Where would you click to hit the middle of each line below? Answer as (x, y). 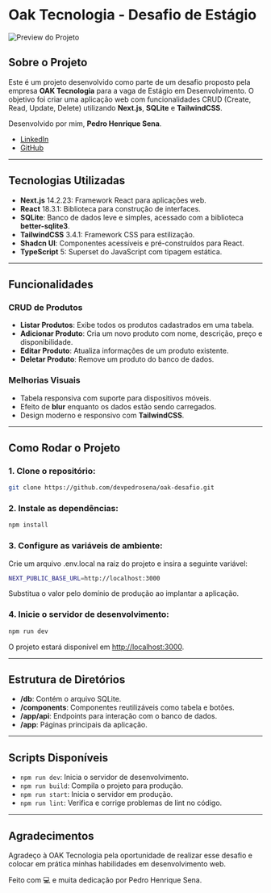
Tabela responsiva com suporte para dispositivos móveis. (116, 398)
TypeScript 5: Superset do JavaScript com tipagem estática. (121, 251)
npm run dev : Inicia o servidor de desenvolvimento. (104, 778)
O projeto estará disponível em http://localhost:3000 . (96, 647)
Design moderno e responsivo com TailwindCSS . (102, 415)
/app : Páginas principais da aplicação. (83, 725)
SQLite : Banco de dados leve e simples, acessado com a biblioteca (131, 217)
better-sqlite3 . (45, 226)
